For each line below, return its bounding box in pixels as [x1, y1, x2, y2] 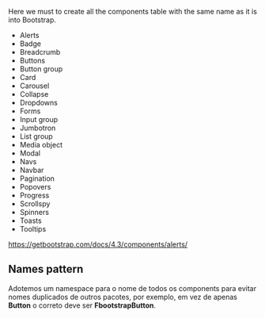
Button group [19, 64, 63, 74]
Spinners [19, 208, 50, 216]
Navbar [19, 166, 44, 174]
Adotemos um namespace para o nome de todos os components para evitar [8, 283, 257, 293]
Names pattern [8, 262, 84, 276]
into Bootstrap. [8, 15, 57, 25]
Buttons [19, 56, 46, 65]
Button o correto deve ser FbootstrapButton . [8, 301, 157, 310]
